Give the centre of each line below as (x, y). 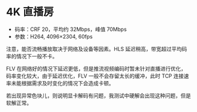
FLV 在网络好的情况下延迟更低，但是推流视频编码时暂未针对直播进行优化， (96, 68)
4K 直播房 (30, 12)
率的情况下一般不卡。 (32, 56)
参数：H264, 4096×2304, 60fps (53, 36)
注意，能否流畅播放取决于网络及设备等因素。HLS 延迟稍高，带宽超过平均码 (97, 49)
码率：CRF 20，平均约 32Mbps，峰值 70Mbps (71, 29)
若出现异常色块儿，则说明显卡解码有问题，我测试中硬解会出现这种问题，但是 (98, 95)
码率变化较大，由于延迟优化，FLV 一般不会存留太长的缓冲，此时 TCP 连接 (95, 76)
